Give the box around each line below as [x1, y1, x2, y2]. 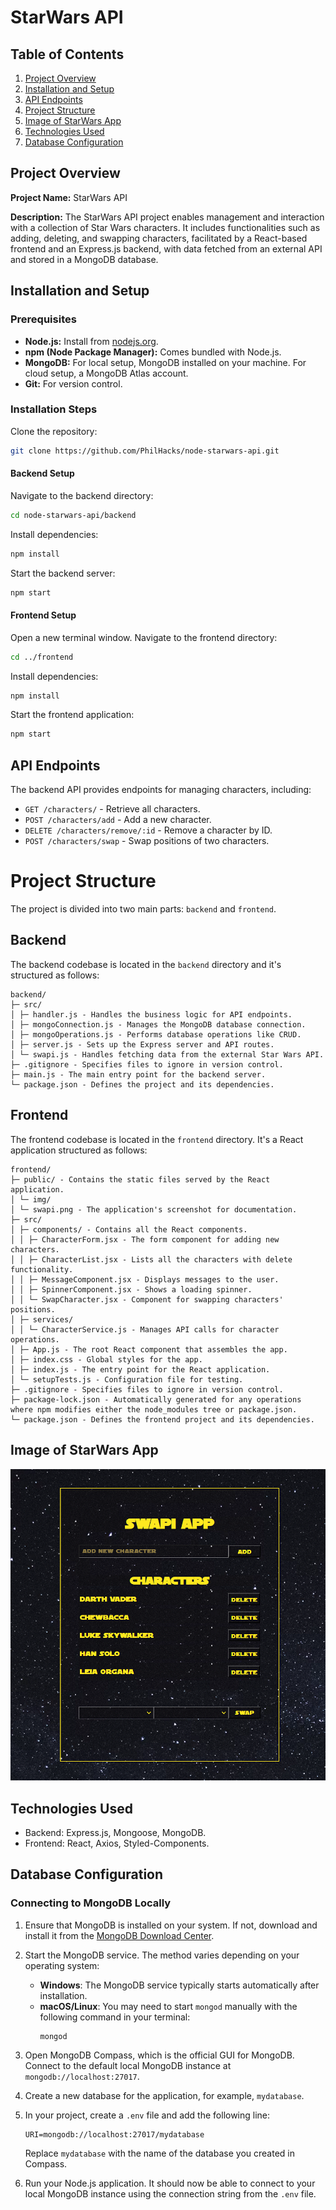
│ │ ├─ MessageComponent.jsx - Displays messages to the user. [10, 1274, 280, 1285]
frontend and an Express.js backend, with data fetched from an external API [10, 242, 323, 255]
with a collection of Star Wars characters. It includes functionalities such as [10, 221, 321, 233]
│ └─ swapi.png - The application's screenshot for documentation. [10, 1204, 298, 1215]
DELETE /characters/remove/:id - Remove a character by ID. [24, 824, 273, 836]
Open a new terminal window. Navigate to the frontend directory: [10, 631, 278, 643]
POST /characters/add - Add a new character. [24, 814, 212, 826]
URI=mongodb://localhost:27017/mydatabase [24, 2129, 205, 2140]
